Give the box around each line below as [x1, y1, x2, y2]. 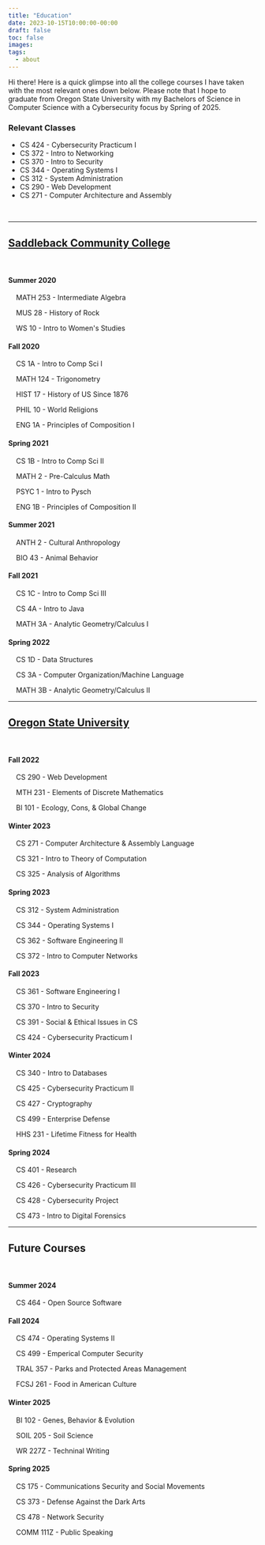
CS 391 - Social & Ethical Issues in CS [15, 1017, 138, 1027]
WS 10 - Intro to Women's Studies [15, 323, 126, 333]
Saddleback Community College [8, 236, 171, 250]
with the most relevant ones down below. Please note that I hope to [8, 85, 226, 95]
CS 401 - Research [15, 1165, 77, 1174]
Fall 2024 [8, 1316, 40, 1325]
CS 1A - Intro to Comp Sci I [15, 359, 103, 368]
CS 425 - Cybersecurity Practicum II [15, 1083, 134, 1093]
